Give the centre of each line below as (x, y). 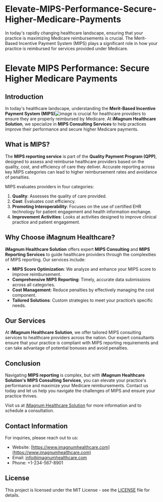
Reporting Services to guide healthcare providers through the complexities (81, 254)
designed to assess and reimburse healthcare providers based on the (75, 161)
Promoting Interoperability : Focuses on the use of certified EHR (77, 206)
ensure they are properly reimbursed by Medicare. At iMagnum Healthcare (81, 119)
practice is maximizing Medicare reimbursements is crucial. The (69, 38)
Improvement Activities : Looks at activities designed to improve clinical (84, 217)
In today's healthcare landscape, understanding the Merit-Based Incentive (80, 108)
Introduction (24, 97)
